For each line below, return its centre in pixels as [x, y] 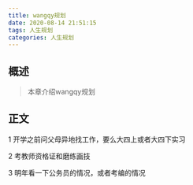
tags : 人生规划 [31, 30]
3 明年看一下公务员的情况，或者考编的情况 [77, 172]
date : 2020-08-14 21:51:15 [52, 23]
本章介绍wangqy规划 [61, 92]
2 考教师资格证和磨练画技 [49, 156]
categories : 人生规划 [41, 37]
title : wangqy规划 [37, 15]
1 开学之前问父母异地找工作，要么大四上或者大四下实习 [97, 139]
